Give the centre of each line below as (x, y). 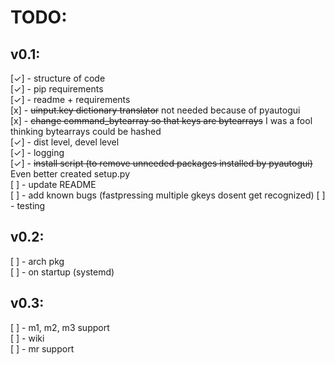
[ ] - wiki (27, 338)
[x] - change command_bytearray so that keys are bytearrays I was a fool (161, 120)
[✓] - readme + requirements (70, 99)
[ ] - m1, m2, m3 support (60, 327)
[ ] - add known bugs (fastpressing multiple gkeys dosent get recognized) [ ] (168, 195)
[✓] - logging (37, 152)
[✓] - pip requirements (57, 89)
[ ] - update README (53, 184)
